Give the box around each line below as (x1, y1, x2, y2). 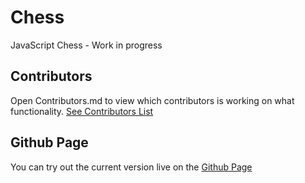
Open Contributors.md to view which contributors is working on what (10, 94, 295, 106)
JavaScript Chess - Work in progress (10, 39, 163, 51)
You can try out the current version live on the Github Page (10, 161, 253, 173)
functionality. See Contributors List (10, 105, 154, 117)
